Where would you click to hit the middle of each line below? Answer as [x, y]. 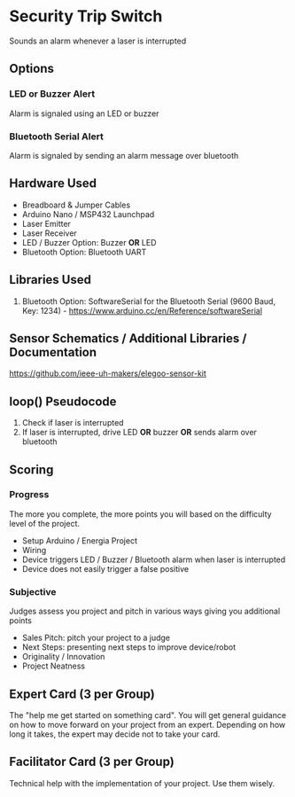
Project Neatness [54, 666]
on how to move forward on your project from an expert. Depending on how [147, 724]
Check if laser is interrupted [73, 423]
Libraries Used [50, 280]
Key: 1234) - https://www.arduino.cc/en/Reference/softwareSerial [142, 310]
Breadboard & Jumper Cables [76, 205]
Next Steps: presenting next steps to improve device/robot [129, 647]
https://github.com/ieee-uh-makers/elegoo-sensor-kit [108, 373]
